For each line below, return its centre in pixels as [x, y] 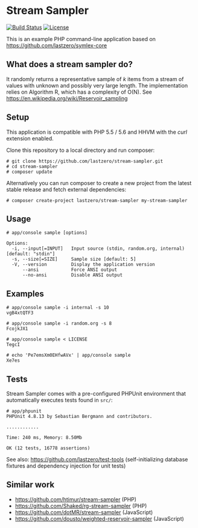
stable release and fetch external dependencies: [66, 189]
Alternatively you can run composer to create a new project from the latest [99, 183]
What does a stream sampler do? [69, 64]
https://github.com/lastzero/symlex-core [57, 45]
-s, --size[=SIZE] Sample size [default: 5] [74, 259]
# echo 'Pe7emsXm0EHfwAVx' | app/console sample [69, 355]
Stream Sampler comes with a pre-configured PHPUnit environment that [96, 393]
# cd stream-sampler [32, 166]
